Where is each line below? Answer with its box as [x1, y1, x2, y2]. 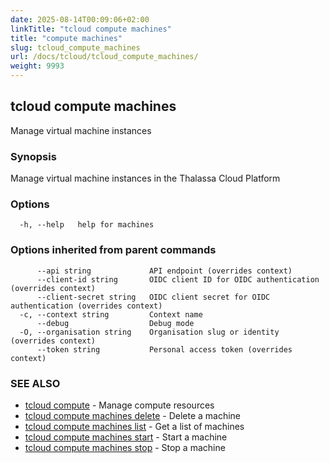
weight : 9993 [10, 61, 65, 71]
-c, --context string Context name [19, 309, 203, 320]
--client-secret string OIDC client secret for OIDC [36, 292, 271, 302]
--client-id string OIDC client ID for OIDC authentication [36, 274, 320, 285]
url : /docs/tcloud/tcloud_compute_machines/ [10, 52, 199, 62]
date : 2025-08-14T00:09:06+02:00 [10, 14, 150, 25]
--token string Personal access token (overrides [36, 344, 293, 355]
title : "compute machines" [10, 33, 123, 43]
